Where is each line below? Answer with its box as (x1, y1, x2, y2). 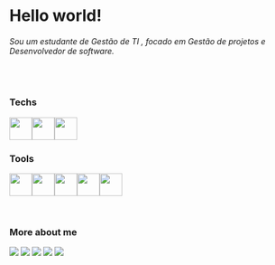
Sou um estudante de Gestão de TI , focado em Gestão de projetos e (9, 35, 266, 46)
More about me (9, 225, 78, 238)
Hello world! (9, 5, 102, 26)
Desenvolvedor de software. (9, 45, 115, 56)
